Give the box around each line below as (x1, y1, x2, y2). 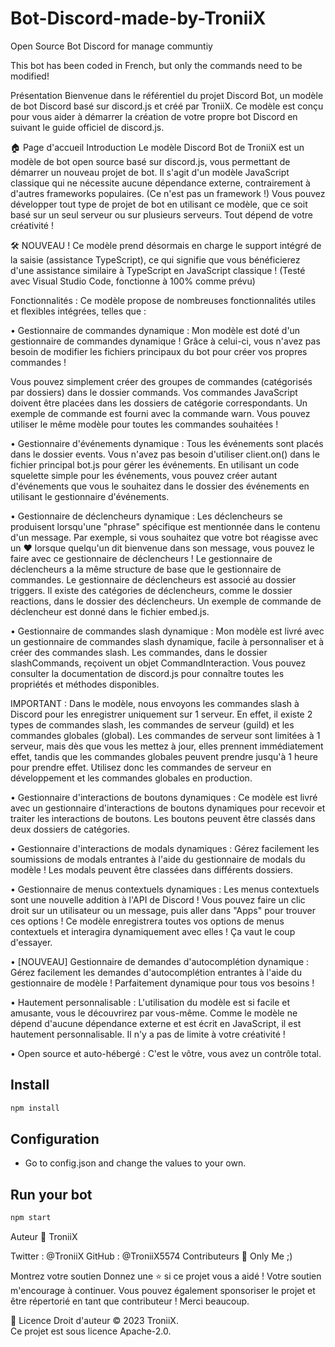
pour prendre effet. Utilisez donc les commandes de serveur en (10, 761, 272, 773)
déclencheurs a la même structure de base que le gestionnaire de (10, 563, 282, 575)
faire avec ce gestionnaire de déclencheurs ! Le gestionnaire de (10, 552, 273, 564)
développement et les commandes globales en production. (10, 772, 253, 784)
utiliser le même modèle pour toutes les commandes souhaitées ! (10, 418, 279, 430)
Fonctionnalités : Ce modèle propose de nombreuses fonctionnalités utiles (10, 294, 317, 306)
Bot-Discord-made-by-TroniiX (10, 7, 267, 30)
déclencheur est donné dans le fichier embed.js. (10, 605, 210, 617)
